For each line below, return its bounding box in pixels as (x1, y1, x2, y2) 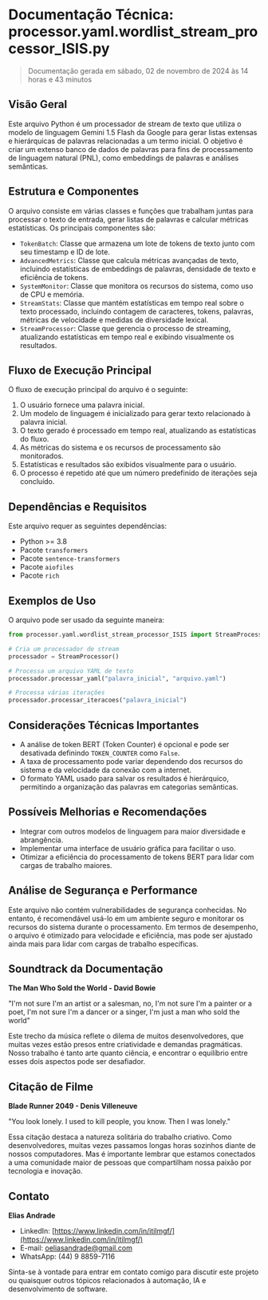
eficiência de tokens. (19, 272, 89, 282)
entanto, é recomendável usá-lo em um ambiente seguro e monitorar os (8, 914, 245, 923)
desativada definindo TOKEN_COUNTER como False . (19, 748, 180, 758)
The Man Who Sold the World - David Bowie (8, 983, 156, 993)
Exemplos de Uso (8, 594, 97, 607)
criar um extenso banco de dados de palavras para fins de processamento (8, 144, 254, 154)
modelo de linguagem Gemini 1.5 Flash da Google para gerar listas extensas (8, 127, 258, 137)
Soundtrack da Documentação (8, 962, 164, 975)
